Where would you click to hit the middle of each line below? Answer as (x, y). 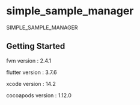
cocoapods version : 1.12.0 (39, 95)
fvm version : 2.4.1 (29, 60)
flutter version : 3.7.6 (32, 72)
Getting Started (36, 46)
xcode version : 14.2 (31, 84)
